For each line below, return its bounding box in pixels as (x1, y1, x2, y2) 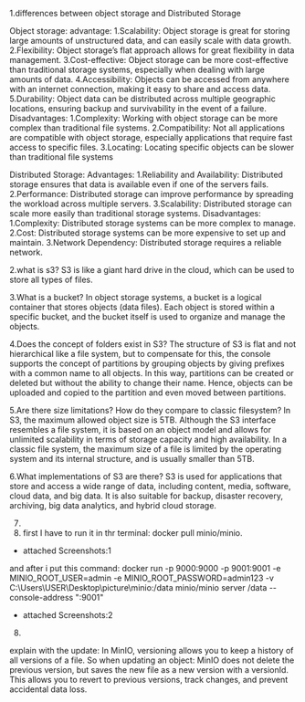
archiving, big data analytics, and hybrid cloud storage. (9, 500, 217, 510)
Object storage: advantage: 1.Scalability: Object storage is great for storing (9, 26, 290, 36)
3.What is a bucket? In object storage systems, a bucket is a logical (9, 292, 262, 302)
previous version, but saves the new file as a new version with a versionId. (9, 665, 289, 675)
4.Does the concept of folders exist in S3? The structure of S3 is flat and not (9, 339, 297, 350)
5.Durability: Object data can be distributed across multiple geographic (9, 93, 276, 104)
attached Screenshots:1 (22, 545, 111, 556)
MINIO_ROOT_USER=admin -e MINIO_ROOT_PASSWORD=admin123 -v (9, 572, 274, 583)
